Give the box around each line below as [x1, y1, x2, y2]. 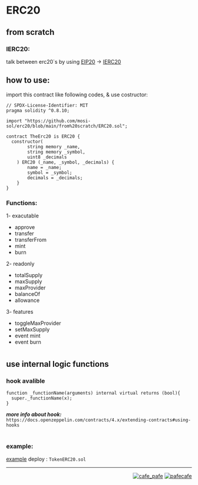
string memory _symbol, [27, 149, 85, 155]
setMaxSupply [14, 325, 50, 333]
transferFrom [14, 236, 47, 243]
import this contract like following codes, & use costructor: [6, 91, 148, 98]
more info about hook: [6, 411, 62, 418]
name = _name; [27, 164, 62, 170]
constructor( [11, 138, 44, 145]
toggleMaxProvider [14, 320, 61, 327]
